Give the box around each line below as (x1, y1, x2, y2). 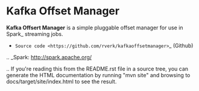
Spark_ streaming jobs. (6, 30, 63, 37)
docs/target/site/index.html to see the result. (6, 78, 117, 85)
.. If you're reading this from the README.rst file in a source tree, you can (6, 65, 189, 72)
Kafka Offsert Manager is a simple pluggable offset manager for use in (6, 24, 183, 31)
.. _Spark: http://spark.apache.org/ (6, 53, 92, 60)
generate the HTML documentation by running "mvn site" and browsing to (6, 71, 191, 78)
